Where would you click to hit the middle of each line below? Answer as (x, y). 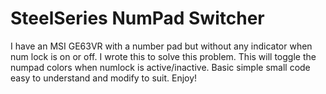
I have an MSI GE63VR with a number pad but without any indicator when (161, 46)
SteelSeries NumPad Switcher (137, 18)
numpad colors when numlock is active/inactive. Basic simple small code (160, 67)
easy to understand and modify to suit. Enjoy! (104, 78)
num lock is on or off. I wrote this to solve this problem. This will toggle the (163, 56)
